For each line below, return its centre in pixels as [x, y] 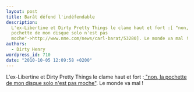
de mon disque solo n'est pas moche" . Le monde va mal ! [75, 83]
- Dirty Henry [28, 49]
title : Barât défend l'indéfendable [50, 17]
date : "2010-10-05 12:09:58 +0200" [49, 60]
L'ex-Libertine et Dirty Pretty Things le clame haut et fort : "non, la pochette [96, 77]
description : [22, 22]
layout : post [22, 11]
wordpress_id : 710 [28, 55]
